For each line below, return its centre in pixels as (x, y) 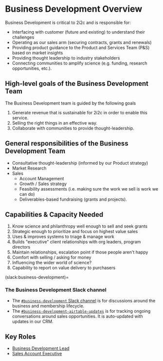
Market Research (29, 168)
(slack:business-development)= (37, 277)
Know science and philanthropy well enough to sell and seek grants (80, 226)
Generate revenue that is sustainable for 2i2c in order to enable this (80, 112)
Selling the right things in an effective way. (54, 123)
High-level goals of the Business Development (77, 84)
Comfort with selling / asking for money (52, 257)
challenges (23, 37)
